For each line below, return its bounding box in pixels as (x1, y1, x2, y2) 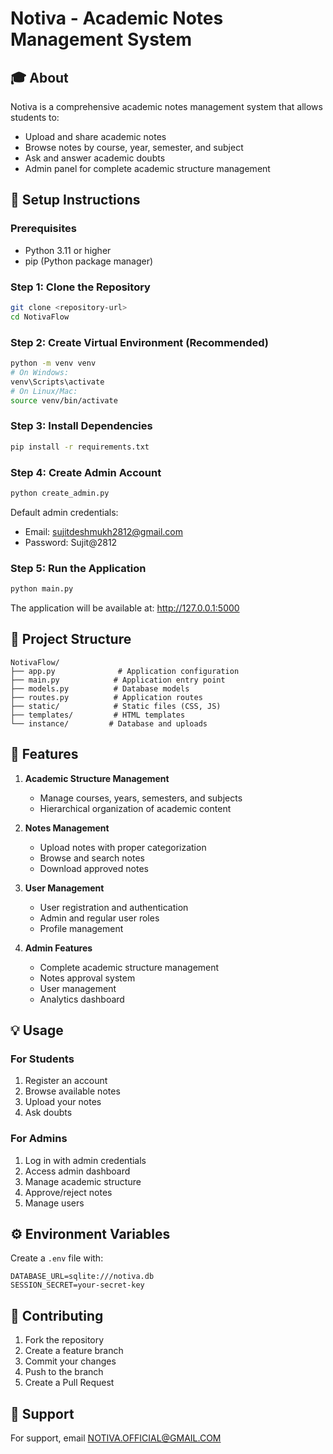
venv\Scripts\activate (10, 377, 105, 387)
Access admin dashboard (24, 1165, 131, 1177)
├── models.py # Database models (10, 683, 190, 694)
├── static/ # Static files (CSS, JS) (10, 701, 222, 711)
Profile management (39, 922, 124, 934)
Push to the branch (24, 1366, 104, 1378)
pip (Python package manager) (24, 255, 154, 267)
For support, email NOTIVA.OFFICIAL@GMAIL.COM (10, 1432, 222, 1444)
